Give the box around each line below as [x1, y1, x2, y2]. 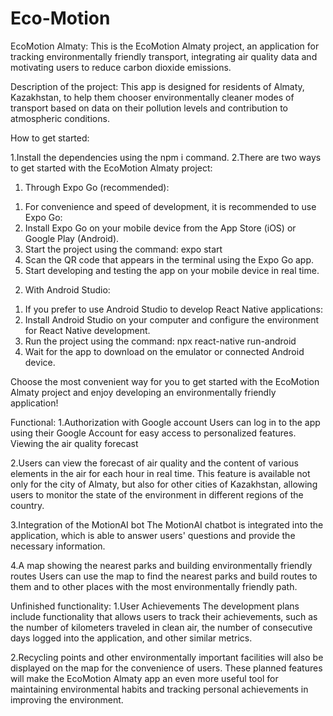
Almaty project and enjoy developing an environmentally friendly [10, 386, 277, 398]
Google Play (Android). [24, 232, 120, 244]
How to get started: [10, 132, 90, 144]
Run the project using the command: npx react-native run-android [24, 335, 297, 347]
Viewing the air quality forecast [10, 437, 139, 449]
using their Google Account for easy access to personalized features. [10, 427, 297, 439]
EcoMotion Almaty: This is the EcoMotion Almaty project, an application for [10, 40, 320, 52]
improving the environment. [10, 693, 124, 706]
